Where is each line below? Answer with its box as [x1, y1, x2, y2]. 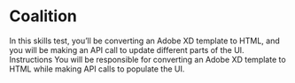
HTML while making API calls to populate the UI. [9, 64, 185, 74]
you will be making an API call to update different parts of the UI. [9, 44, 245, 55]
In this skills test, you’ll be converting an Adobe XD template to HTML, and [9, 35, 281, 46]
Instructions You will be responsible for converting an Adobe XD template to [9, 54, 286, 64]
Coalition [9, 6, 78, 26]
